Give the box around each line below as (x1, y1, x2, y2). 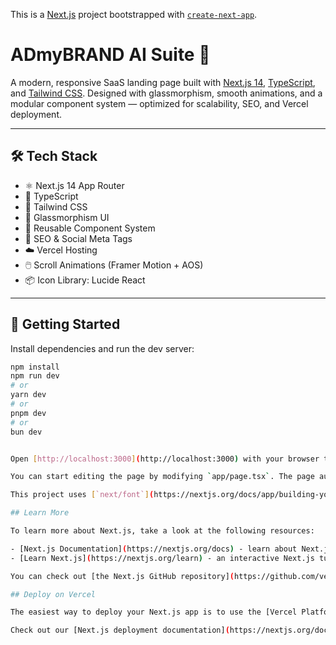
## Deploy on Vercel (10, 589, 97, 599)
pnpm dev (10, 408, 47, 418)
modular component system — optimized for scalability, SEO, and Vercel (10, 97, 309, 109)
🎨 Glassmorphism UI (24, 211, 110, 223)
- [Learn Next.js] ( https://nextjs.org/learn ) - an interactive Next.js (10, 553, 315, 563)
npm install (10, 362, 60, 372)
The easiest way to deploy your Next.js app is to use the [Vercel (10, 607, 298, 618)
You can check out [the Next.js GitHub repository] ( (10, 571, 235, 581)
